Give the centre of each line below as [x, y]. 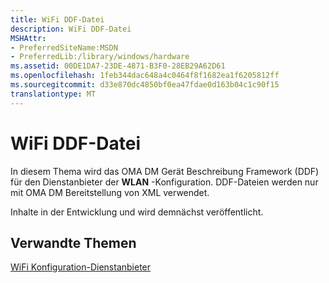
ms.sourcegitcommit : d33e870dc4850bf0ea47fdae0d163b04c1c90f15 [145, 85]
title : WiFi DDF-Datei [57, 19]
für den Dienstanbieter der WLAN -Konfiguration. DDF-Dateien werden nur [164, 182]
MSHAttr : [28, 38]
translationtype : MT [53, 94]
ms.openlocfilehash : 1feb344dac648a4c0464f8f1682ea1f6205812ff [145, 76]
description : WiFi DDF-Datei [71, 29]
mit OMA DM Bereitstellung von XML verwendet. [110, 192]
